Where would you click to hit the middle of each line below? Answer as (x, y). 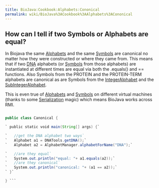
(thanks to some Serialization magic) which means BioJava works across (79, 100)
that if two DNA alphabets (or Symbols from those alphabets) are (71, 64)
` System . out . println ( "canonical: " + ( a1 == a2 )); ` (61, 167)
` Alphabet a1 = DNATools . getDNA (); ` (46, 140)
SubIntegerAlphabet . (26, 85)
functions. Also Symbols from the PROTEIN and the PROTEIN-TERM (74, 75)
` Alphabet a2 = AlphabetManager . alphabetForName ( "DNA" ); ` (69, 145)
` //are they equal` (28, 154)
